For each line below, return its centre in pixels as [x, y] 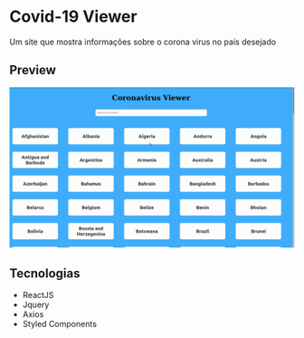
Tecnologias [45, 273]
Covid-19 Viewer [73, 17]
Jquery [36, 304]
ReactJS [38, 295]
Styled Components [60, 324]
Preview [33, 70]
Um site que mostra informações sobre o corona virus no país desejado [143, 42]
